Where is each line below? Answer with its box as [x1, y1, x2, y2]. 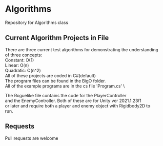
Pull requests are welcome [5, 135, 59, 141]
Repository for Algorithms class [5, 20, 68, 25]
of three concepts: [5, 52, 42, 58]
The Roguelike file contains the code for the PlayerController [5, 92, 127, 98]
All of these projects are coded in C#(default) [5, 72, 96, 79]
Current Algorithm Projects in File [5, 34, 109, 42]
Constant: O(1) [5, 57, 34, 63]
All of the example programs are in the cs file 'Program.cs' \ [5, 83, 125, 89]
